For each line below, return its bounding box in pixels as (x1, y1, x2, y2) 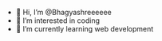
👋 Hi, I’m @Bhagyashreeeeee (15, 8, 112, 17)
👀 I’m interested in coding (15, 16, 101, 25)
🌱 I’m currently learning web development (15, 24, 154, 33)
